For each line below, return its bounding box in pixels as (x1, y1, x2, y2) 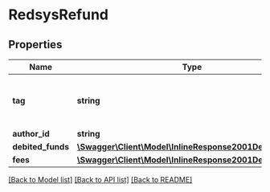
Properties (8, 38, 63, 51)
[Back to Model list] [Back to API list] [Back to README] (8, 175, 193, 184)
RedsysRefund (8, 6, 108, 24)
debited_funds (12, 141, 70, 152)
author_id (12, 129, 50, 139)
